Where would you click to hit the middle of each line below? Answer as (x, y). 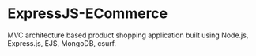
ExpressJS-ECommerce (88, 14)
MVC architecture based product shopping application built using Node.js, (128, 35)
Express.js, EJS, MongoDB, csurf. (62, 43)
